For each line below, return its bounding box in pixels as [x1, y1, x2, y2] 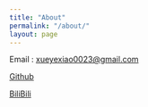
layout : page [9, 29, 58, 38]
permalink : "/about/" [9, 21, 91, 30]
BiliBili [9, 88, 31, 99]
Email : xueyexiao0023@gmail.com [9, 54, 139, 65]
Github [9, 71, 34, 82]
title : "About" [9, 12, 66, 22]
